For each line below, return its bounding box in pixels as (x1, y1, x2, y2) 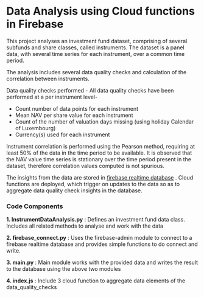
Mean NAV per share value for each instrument (15, 111, 133, 119)
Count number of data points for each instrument (15, 105, 139, 112)
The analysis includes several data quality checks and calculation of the (6, 68, 187, 75)
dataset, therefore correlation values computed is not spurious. (6, 162, 164, 169)
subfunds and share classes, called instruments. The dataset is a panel (6, 44, 185, 51)
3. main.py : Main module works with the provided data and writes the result (6, 259, 199, 266)
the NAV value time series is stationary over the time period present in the (6, 155, 192, 162)
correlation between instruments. (6, 75, 90, 82)
